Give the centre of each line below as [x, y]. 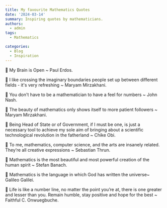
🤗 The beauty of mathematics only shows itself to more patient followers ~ [82, 109]
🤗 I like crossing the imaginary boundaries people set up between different [82, 80]
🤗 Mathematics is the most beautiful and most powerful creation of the [77, 159]
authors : [14, 24]
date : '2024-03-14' [25, 14]
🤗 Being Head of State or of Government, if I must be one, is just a [73, 124]
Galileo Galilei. [20, 180]
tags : [11, 33]
